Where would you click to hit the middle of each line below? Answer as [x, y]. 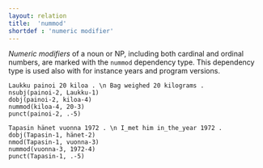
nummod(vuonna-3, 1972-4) [52, 149]
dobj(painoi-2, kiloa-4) [50, 100]
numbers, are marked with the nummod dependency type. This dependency [131, 62]
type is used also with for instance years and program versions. [115, 71]
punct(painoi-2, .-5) [45, 114]
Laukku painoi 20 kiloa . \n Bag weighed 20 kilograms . [106, 86]
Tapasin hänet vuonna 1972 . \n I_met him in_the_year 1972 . [115, 128]
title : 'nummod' [38, 23]
